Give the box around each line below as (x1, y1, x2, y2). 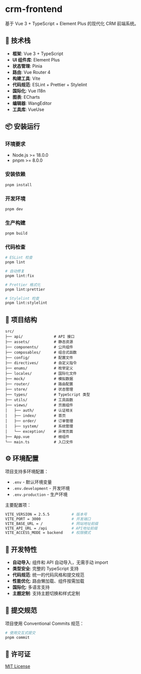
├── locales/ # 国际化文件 (5, 371, 77, 376)
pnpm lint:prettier (5, 287, 46, 292)
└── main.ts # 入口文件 (5, 440, 73, 445)
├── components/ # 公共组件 (5, 345, 73, 350)
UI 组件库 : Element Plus (12, 57, 60, 63)
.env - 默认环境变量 (12, 479, 52, 485)
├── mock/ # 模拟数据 (5, 376, 73, 382)
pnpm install (5, 182, 32, 187)
